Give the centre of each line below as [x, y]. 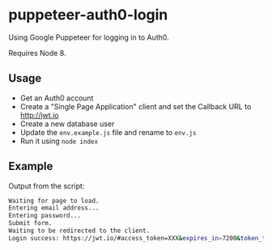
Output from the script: [47, 186]
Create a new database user [67, 124]
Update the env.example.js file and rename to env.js [108, 132]
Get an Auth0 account [57, 98]
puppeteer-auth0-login [88, 15]
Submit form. [30, 223]
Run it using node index [59, 141]
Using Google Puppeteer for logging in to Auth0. [89, 37]
